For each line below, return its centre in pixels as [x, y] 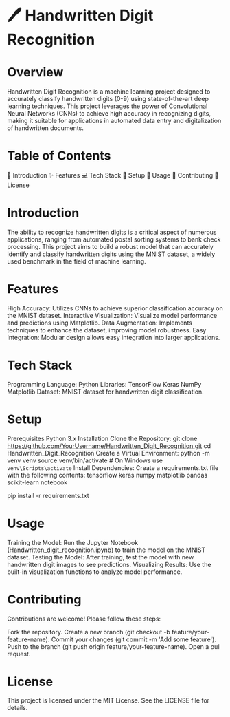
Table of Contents [59, 156]
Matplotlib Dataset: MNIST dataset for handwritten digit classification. [105, 392]
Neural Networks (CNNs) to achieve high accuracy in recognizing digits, [109, 113]
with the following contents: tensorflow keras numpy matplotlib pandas [107, 475]
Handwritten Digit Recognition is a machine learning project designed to [109, 91]
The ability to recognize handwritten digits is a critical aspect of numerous [112, 232]
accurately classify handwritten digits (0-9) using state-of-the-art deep [108, 98]
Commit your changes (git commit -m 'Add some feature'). [134, 639]
